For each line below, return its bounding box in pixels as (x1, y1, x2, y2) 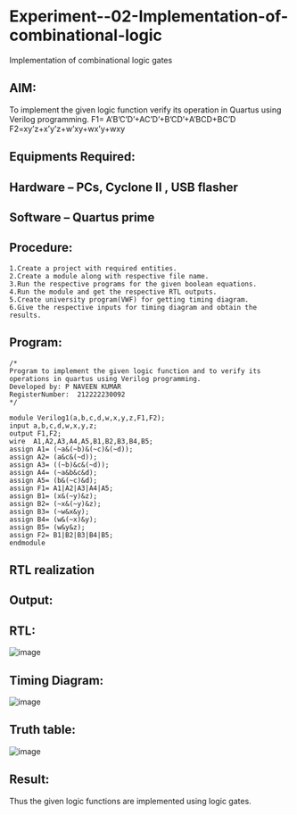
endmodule (9, 538, 46, 547)
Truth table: (9, 722, 76, 737)
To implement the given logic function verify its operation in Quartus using (9, 104, 282, 115)
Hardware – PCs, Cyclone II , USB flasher (9, 179, 239, 195)
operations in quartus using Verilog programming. (9, 374, 202, 383)
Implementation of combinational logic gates (9, 54, 173, 65)
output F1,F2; (9, 428, 62, 438)
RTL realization (9, 562, 95, 578)
